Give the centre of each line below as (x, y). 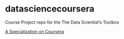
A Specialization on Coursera (34, 31)
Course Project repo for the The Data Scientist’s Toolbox (62, 22)
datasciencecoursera (50, 9)
